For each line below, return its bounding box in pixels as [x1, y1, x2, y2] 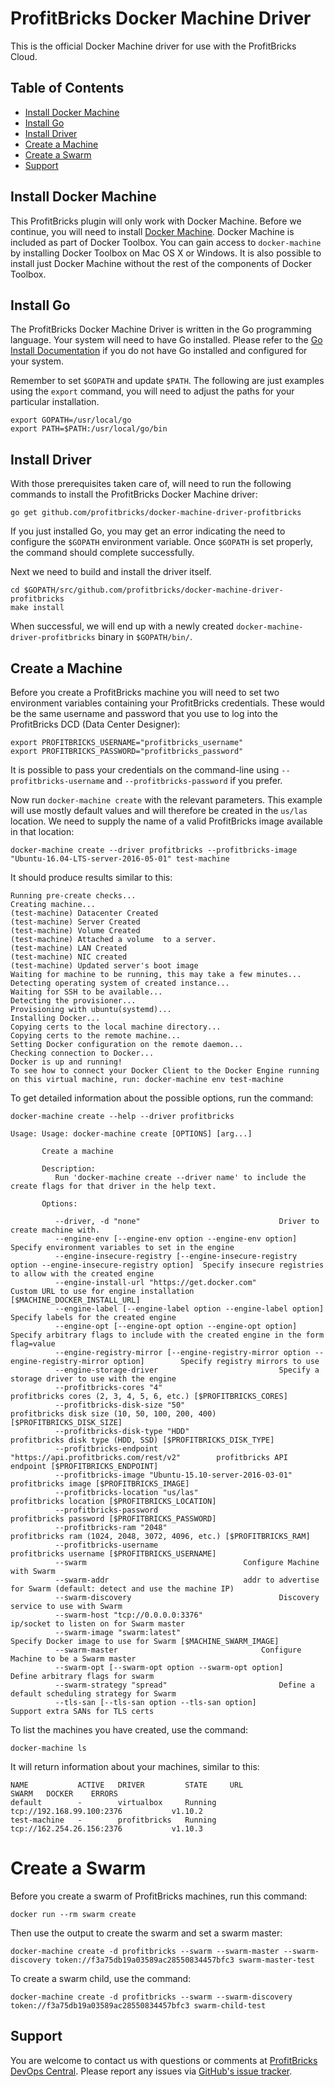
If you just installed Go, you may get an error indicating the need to [10, 525, 286, 537]
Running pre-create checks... [10, 891, 137, 901]
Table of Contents [10, 80, 125, 97]
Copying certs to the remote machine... [10, 1031, 182, 1041]
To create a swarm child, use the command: [10, 1972, 192, 1984]
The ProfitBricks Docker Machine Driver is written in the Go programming [10, 323, 312, 336]
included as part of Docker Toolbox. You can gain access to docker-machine [10, 236, 322, 248]
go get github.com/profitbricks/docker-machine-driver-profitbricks [10, 508, 302, 518]
